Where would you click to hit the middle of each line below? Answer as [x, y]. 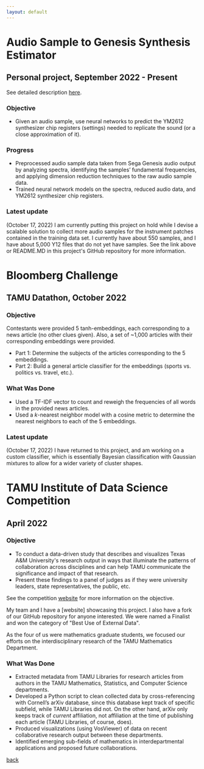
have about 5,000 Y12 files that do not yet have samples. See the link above [101, 244]
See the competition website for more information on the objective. [90, 598]
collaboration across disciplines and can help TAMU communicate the [103, 567]
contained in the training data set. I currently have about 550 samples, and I [101, 238]
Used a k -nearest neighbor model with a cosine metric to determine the [105, 415]
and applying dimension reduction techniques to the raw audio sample [103, 176]
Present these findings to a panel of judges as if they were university [101, 579]
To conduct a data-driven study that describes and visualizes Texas [100, 554]
